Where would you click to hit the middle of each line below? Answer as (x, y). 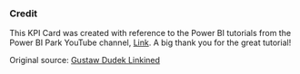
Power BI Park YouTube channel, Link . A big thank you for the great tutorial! (150, 42)
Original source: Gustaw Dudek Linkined (85, 60)
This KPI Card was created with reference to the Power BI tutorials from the (150, 33)
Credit (24, 14)
